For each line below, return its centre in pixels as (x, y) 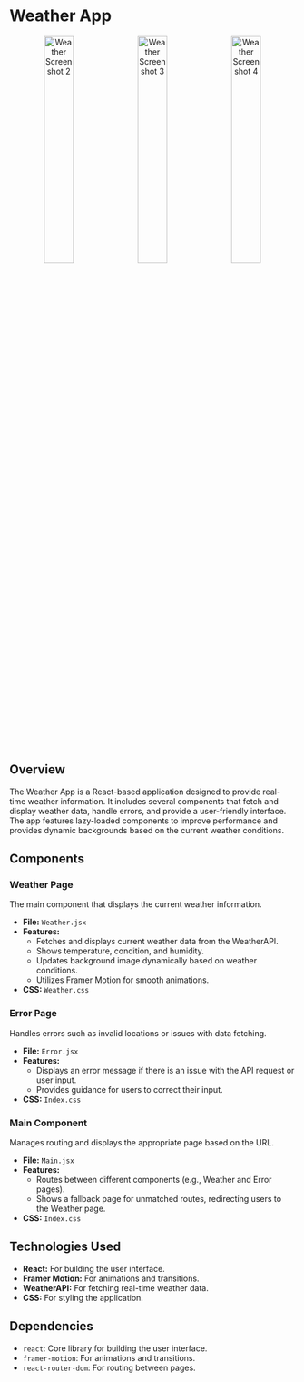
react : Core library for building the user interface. (115, 1348)
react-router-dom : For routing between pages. (109, 1367)
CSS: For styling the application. (83, 1297)
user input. (56, 1080)
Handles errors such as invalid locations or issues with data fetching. (138, 1033)
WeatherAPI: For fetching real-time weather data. (115, 1287)
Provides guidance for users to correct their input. (129, 1089)
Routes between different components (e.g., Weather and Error (154, 1180)
